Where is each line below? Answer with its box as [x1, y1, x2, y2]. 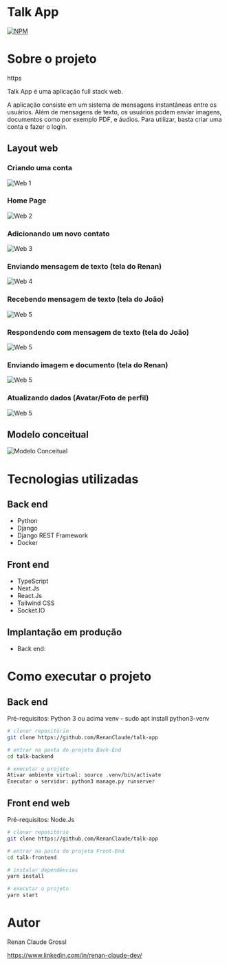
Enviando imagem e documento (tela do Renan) [7, 360, 168, 369]
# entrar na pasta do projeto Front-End [7, 847, 125, 854]
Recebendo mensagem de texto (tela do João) [7, 294, 164, 304]
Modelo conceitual [7, 429, 89, 441]
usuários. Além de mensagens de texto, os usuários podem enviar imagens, [7, 107, 222, 116]
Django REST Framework [17, 531, 88, 539]
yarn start [7, 892, 39, 899]
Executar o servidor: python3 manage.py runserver [7, 778, 155, 785]
